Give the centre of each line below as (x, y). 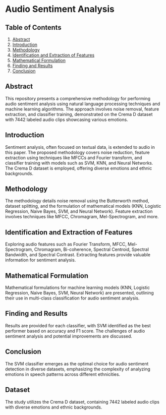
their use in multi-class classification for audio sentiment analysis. (72, 298)
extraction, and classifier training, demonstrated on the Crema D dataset (79, 114)
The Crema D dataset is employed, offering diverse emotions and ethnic (79, 168)
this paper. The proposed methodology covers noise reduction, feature (78, 152)
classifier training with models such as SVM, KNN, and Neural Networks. (79, 163)
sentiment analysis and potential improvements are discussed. (69, 336)
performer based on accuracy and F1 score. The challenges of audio (75, 331)
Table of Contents (33, 28)
